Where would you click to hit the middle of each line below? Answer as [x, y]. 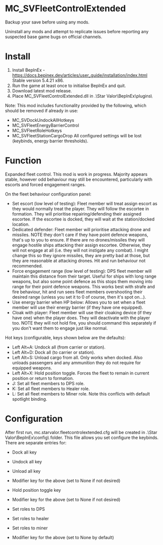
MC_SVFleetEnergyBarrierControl [45, 125]
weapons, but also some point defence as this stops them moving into [82, 281]
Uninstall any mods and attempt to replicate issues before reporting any [77, 31]
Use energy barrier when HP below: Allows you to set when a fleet [79, 302]
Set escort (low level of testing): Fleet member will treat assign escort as [85, 203]
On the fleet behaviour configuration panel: [48, 194]
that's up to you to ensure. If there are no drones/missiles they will [78, 240]
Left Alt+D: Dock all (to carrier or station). [54, 352]
